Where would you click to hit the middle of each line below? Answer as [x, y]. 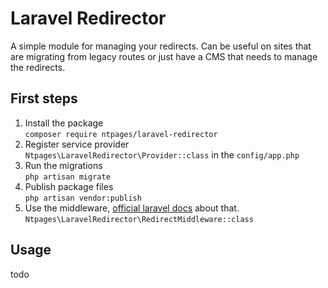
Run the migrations [63, 165]
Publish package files [69, 186]
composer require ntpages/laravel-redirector [121, 134]
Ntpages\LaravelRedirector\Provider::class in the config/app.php [162, 154]
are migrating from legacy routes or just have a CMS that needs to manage [164, 56]
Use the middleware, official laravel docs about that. [132, 208]
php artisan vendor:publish [83, 198]
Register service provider [77, 144]
